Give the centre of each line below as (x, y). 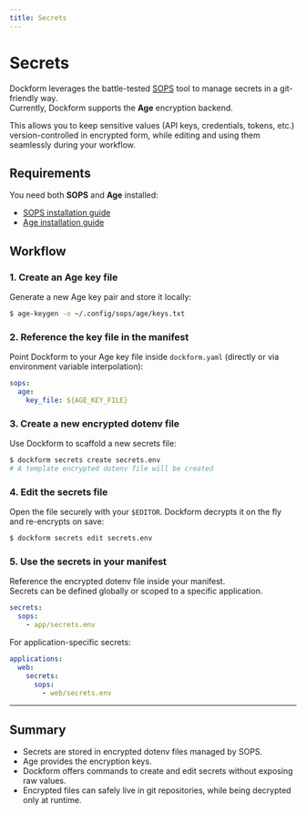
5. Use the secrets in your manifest (88, 562)
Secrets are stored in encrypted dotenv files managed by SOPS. (143, 752)
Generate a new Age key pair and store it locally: (101, 297)
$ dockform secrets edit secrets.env (81, 539)
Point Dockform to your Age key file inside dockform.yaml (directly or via (144, 357)
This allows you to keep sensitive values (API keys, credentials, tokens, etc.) (152, 125)
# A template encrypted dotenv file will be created (112, 469)
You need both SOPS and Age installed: (84, 195)
